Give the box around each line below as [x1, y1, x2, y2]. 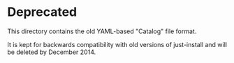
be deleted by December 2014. [7, 48, 96, 56]
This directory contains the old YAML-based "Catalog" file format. [7, 27, 197, 35]
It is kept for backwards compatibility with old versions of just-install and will [7, 40, 227, 48]
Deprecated [7, 4, 78, 20]
